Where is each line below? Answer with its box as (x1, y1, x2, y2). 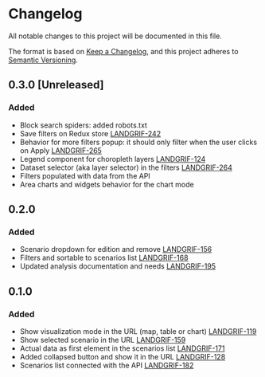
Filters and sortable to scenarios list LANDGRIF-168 (19, 253, 189, 263)
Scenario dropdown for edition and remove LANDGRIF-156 (19, 245, 212, 254)
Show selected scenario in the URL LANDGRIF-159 (19, 336, 186, 344)
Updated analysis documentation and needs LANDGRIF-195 (19, 261, 216, 271)
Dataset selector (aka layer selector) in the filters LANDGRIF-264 (19, 163, 233, 172)
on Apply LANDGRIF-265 (19, 145, 102, 155)
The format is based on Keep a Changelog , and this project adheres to (8, 46, 239, 56)
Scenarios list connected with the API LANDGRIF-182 (19, 360, 194, 370)
